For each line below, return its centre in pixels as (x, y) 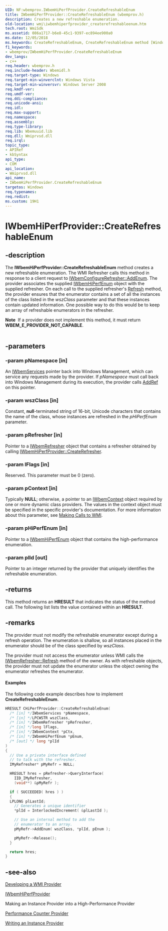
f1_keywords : (19, 47)
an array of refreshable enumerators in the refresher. (59, 310)
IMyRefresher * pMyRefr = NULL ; (42, 765)
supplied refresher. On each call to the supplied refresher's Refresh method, (84, 289)
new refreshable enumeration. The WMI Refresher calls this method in (77, 273)
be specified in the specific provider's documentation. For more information (83, 510)
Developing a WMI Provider (33, 884)
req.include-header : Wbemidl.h (38, 71)
